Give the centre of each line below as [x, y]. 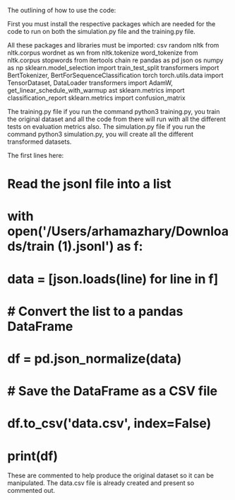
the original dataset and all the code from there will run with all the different [116, 119]
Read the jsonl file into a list [89, 184]
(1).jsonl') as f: [100, 246]
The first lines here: [36, 155]
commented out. [31, 491]
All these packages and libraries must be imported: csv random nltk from [113, 45]
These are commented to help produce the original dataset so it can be [110, 476]
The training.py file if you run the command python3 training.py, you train [114, 112]
